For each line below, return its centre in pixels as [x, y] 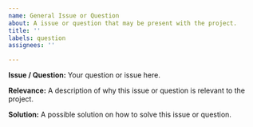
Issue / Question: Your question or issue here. [85, 75]
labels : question [37, 38]
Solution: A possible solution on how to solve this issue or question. [120, 115]
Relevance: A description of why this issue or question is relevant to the [127, 91]
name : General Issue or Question [64, 16]
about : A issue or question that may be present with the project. [123, 23]
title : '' [25, 30]
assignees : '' [32, 46]
